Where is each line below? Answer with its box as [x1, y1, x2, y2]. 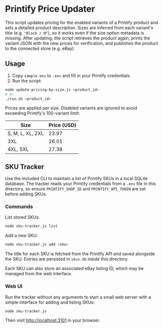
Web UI [5, 283, 23, 290]
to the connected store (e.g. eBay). [5, 45, 75, 51]
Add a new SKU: [5, 233, 38, 239]
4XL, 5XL [7, 146, 29, 153]
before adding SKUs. [5, 191, 47, 197]
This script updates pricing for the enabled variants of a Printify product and [5, 20, 159, 25]
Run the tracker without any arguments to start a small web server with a [5, 294, 151, 300]
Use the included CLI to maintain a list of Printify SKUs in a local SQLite [5, 176, 148, 182]
